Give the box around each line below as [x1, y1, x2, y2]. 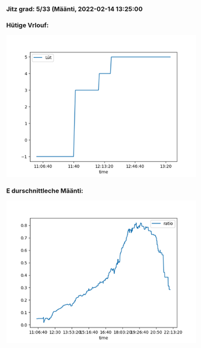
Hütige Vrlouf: [6, 20, 49, 29]
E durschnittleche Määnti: [6, 187, 84, 195]
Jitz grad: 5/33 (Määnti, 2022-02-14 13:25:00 [6, 5, 143, 13]
